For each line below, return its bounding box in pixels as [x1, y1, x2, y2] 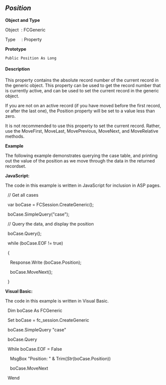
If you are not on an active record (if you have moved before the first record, [5, 103, 162, 109]
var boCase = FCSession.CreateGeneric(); [7, 202, 94, 208]
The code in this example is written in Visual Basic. [5, 298, 109, 304]
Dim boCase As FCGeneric [7, 308, 63, 313]
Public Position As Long [5, 56, 57, 61]
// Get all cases [7, 192, 39, 198]
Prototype [5, 46, 26, 52]
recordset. [5, 163, 26, 169]
